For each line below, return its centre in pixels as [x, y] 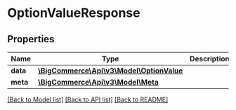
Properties [31, 39]
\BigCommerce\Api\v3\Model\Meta [98, 82]
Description [210, 59]
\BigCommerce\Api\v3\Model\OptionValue [110, 71]
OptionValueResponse [74, 13]
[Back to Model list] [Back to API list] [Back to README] [88, 99]
